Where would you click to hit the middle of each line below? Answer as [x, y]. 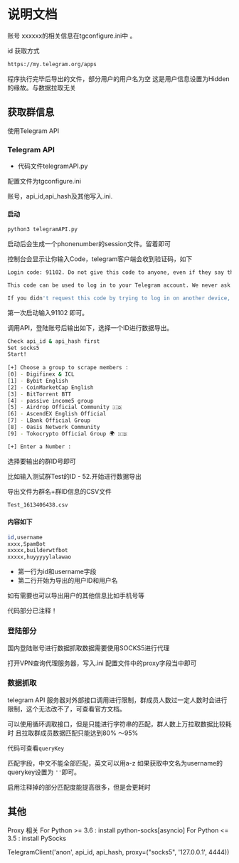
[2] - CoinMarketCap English [51, 387]
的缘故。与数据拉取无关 [42, 88]
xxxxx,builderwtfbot [38, 551]
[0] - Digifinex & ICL [41, 374]
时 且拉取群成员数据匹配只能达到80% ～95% [73, 733]
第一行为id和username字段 [57, 572]
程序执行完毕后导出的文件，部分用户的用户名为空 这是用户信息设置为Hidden [118, 78]
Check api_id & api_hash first [54, 341]
